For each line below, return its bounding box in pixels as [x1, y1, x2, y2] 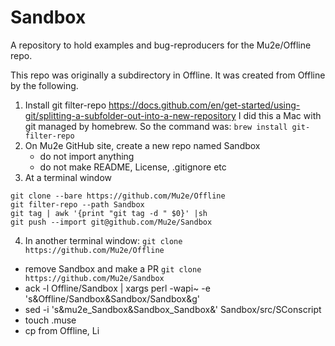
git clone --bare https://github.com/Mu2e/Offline [10, 191, 226, 201]
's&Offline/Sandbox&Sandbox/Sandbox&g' [24, 292, 200, 305]
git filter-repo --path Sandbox [10, 199, 145, 210]
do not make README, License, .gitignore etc [39, 161, 227, 173]
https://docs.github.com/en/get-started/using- [108, 99, 301, 111]
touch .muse [24, 314, 77, 326]
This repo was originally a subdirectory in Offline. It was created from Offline [10, 69, 326, 81]
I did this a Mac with [238, 109, 322, 121]
